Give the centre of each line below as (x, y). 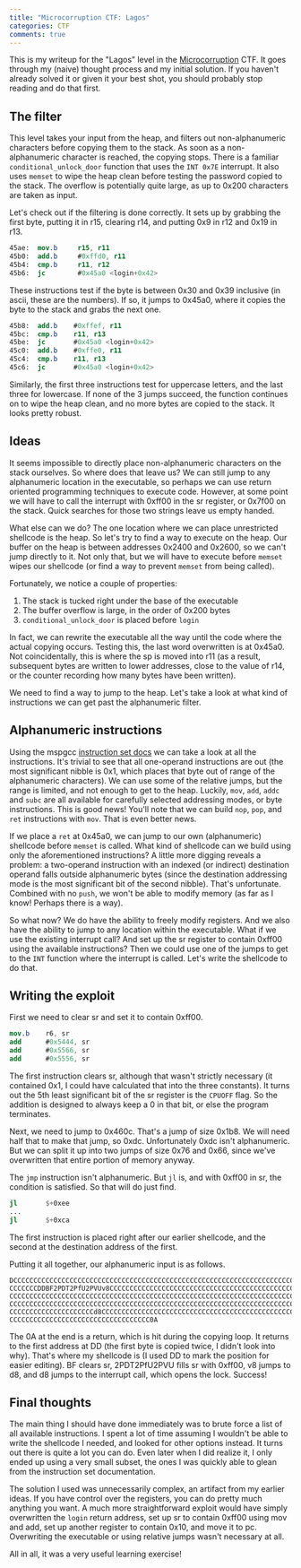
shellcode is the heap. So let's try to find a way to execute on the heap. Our (148, 537)
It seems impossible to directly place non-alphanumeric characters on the (146, 463)
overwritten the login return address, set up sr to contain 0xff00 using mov (148, 1518)
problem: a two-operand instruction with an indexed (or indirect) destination (149, 864)
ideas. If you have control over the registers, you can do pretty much (136, 1499)
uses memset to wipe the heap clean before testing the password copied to (146, 177)
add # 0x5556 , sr (50, 1059)
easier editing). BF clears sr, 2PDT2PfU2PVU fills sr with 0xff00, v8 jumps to (150, 1364)
